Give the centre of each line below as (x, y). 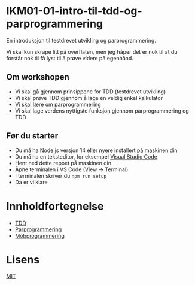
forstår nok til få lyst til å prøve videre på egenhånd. (70, 58)
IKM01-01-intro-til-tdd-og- (74, 11)
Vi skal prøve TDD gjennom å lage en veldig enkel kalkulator (89, 98)
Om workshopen (38, 77)
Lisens (23, 260)
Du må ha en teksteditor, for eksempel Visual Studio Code (86, 156)
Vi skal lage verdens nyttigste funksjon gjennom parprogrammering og (102, 110)
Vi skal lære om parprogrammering (58, 104)
